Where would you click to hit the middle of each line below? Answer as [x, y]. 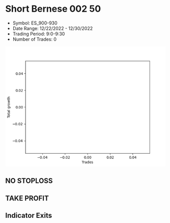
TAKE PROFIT [27, 198]
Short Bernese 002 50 [53, 9]
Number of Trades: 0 [35, 39]
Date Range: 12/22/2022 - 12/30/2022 [53, 28]
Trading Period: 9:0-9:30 [39, 34]
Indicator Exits [29, 216]
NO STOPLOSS [29, 181]
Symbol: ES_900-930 [35, 23]
